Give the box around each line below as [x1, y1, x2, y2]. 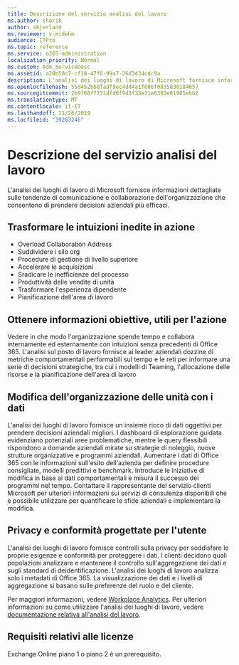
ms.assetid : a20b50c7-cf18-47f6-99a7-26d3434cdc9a [7, 70, 161, 77]
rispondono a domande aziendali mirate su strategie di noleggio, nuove [7, 444, 216, 452]
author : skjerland [7, 23, 62, 31]
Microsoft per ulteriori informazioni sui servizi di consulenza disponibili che [7, 489, 228, 497]
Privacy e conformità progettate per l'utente [7, 524, 207, 537]
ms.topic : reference [7, 43, 69, 50]
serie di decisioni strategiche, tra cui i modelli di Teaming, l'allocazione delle [7, 363, 230, 371]
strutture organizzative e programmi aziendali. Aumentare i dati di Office [7, 451, 219, 459]
